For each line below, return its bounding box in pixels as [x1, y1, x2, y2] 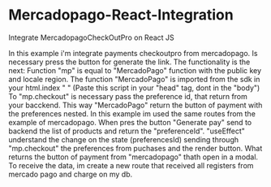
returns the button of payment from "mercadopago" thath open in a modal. [8, 152, 258, 162]
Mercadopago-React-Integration [8, 6, 234, 24]
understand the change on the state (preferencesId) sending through [8, 134, 239, 144]
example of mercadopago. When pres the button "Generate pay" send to [8, 117, 252, 127]
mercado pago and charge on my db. [8, 169, 133, 179]
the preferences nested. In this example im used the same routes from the [8, 108, 256, 119]
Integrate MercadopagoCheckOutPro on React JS [8, 33, 174, 42]
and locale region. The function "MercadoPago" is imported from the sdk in [8, 74, 260, 84]
